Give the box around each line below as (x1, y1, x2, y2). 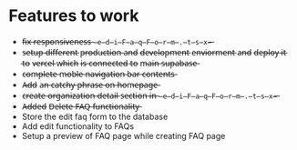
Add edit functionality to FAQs (21, 120, 134, 132)
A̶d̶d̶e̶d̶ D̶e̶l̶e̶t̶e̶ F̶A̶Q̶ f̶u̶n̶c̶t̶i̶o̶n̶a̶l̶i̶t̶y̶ (21, 101, 140, 112)
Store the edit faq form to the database (21, 111, 169, 122)
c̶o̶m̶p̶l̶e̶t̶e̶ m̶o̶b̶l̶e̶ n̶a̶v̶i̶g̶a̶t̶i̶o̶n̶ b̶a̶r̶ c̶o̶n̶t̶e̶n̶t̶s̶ (21, 68, 175, 79)
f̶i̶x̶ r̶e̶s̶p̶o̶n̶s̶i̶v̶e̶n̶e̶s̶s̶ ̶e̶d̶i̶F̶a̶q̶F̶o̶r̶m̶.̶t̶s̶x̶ (21, 35, 212, 46)
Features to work (8, 5, 139, 26)
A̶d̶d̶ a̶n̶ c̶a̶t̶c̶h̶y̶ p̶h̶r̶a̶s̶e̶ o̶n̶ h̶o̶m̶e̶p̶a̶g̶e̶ (21, 79, 159, 90)
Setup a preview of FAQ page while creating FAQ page (21, 130, 226, 141)
